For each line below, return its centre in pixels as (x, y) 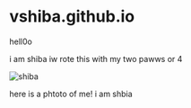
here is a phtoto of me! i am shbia (71, 94)
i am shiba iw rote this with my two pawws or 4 (96, 58)
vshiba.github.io (72, 17)
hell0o (21, 41)
